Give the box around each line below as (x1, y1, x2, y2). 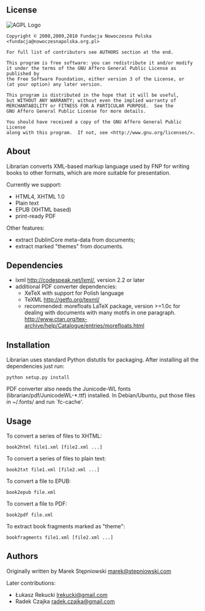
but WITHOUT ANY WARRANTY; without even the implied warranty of (6, 97, 176, 104)
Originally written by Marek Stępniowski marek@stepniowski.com (6, 567, 171, 575)
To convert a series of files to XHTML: (6, 432, 102, 440)
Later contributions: (6, 579, 56, 586)
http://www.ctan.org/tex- (24, 316, 88, 323)
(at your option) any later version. (6, 81, 103, 88)
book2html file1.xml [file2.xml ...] (6, 444, 103, 450)
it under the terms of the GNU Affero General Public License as (6, 65, 176, 71)
